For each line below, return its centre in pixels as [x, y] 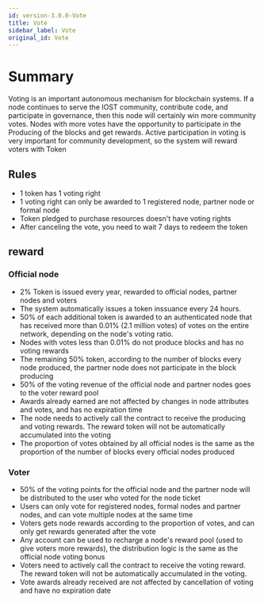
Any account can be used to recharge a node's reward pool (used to [131, 540]
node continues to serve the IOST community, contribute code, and [118, 107]
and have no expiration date [65, 590]
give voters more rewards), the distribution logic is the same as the [129, 548]
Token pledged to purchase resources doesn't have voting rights [125, 218]
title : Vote [28, 23]
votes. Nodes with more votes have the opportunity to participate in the [125, 124]
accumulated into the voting [65, 435]
